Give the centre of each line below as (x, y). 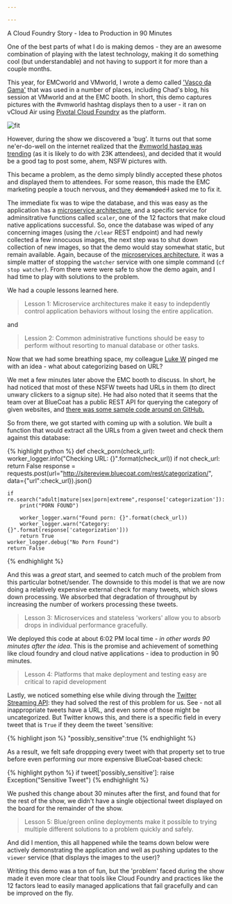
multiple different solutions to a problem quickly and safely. (109, 829)
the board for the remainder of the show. (65, 808)
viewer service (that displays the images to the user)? (84, 857)
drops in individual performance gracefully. (86, 625)
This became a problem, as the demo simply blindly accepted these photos (115, 174)
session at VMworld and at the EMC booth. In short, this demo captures (109, 97)
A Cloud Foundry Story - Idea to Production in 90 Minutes (90, 33)
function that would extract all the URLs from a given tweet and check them (115, 430)
